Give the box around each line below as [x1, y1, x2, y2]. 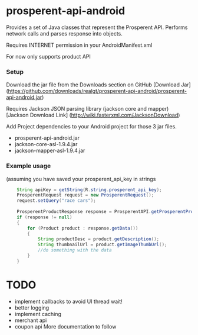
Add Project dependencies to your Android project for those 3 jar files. [6, 123, 177, 130]
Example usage [6, 162, 51, 170]
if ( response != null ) [16, 214, 72, 220]
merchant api [14, 317, 47, 324]
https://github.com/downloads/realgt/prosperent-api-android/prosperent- [8, 88, 187, 95]
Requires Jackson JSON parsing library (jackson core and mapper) [6, 105, 169, 112]
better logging [14, 304, 49, 311]
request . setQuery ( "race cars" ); [16, 198, 96, 204]
